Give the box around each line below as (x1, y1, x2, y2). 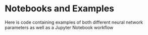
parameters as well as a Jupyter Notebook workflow (5, 24, 114, 30)
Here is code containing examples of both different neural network (5, 19, 143, 25)
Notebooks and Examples (5, 3, 115, 14)
